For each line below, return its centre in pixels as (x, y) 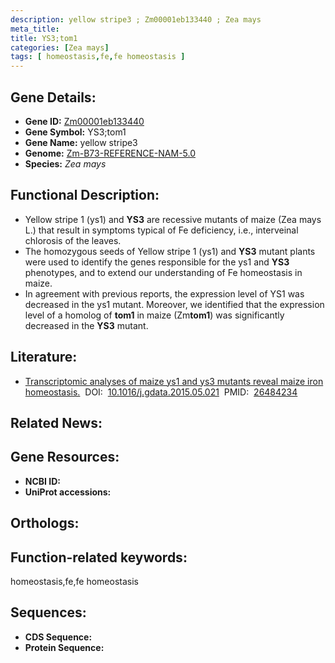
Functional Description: (85, 195)
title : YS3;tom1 (44, 38)
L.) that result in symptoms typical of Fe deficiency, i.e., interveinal (161, 230)
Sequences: (48, 612)
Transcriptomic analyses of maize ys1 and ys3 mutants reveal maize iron (174, 381)
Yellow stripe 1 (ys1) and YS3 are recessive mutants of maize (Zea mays (173, 219)
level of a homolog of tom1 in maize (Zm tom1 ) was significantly (154, 315)
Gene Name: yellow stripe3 (81, 142)
